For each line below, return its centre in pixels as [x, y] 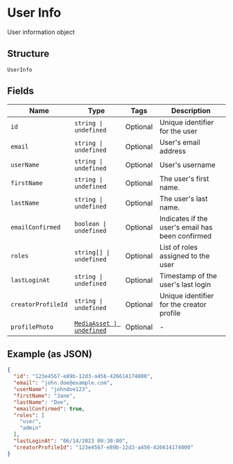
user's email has [186, 227]
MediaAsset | [96, 323]
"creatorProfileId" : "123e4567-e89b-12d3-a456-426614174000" [104, 447]
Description [191, 110]
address [173, 151]
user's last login [185, 284]
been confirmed [185, 236]
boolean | [90, 224]
